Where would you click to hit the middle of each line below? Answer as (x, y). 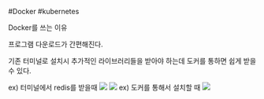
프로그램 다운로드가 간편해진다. (56, 44)
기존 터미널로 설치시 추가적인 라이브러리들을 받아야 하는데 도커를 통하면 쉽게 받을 (132, 61)
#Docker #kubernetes (44, 11)
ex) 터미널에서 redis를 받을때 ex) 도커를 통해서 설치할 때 (104, 87)
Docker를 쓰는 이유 (38, 27)
